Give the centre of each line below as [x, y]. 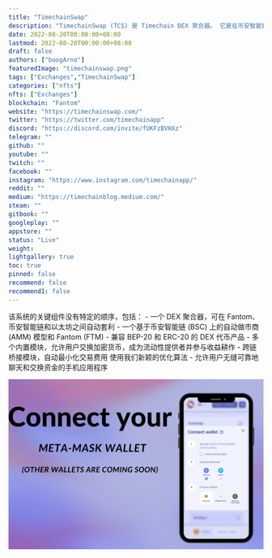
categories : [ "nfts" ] [45, 85]
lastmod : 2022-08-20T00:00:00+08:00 [70, 43]
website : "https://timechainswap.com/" [76, 111]
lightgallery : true [41, 257]
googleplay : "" [34, 223]
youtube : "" [28, 154]
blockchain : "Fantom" [45, 103]
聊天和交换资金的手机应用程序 [58, 367]
